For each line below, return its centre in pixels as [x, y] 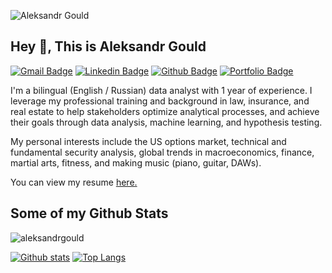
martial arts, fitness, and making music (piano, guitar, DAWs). [136, 162]
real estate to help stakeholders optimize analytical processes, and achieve [165, 111]
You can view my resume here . [74, 182]
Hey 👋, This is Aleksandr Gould [108, 46]
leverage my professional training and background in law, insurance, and [160, 101]
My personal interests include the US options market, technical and [148, 141]
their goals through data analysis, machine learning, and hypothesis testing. [166, 122]
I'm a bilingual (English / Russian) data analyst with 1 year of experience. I [161, 90]
